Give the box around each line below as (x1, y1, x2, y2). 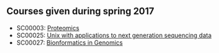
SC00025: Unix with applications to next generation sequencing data (16, 31, 212, 39)
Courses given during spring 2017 (6, 6, 155, 17)
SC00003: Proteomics (16, 23, 80, 32)
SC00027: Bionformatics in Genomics (16, 38, 123, 47)
